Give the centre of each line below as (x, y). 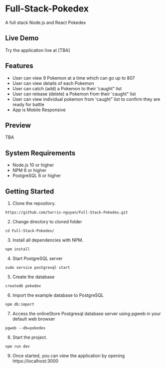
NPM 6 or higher (29, 171)
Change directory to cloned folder (47, 222)
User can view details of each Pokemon (53, 83)
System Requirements (40, 153)
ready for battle (28, 104)
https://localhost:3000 (35, 361)
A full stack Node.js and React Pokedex (46, 22)
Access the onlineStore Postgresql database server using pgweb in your (86, 314)
